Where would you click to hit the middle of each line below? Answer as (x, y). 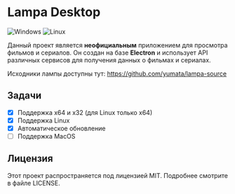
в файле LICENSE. (34, 183)
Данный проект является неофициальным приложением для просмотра (117, 45)
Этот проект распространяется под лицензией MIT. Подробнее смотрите (117, 175)
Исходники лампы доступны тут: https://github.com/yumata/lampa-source (117, 74)
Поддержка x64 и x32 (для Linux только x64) (85, 112)
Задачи (25, 96)
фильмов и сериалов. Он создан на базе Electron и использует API (108, 53)
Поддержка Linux (43, 120)
